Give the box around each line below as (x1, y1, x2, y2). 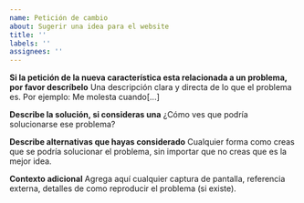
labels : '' (9, 38, 51, 48)
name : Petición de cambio (9, 13, 108, 23)
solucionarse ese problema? (9, 119, 116, 130)
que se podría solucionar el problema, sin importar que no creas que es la (9, 147, 288, 157)
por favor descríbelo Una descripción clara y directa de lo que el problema (9, 82, 292, 93)
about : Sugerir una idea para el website (9, 22, 170, 31)
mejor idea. (9, 156, 52, 167)
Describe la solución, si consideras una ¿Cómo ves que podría (9, 109, 248, 120)
